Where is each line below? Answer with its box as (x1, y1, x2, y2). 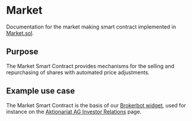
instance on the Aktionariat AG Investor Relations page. (6, 108, 142, 115)
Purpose (6, 47, 39, 57)
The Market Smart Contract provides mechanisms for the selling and (6, 62, 175, 69)
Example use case (6, 86, 76, 96)
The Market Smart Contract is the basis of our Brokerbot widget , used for (6, 101, 187, 109)
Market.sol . (6, 29, 34, 36)
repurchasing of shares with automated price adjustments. (6, 69, 150, 76)
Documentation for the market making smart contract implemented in (6, 23, 176, 30)
